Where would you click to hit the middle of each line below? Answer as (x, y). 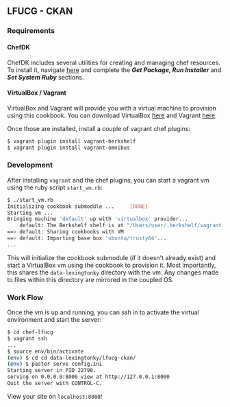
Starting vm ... (30, 213)
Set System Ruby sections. (46, 77)
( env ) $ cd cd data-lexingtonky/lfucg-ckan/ (72, 358)
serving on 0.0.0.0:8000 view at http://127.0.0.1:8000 (88, 377)
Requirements (31, 31)
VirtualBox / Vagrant (37, 93)
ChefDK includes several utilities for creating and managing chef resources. (114, 62)
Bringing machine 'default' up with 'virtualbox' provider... (98, 219)
